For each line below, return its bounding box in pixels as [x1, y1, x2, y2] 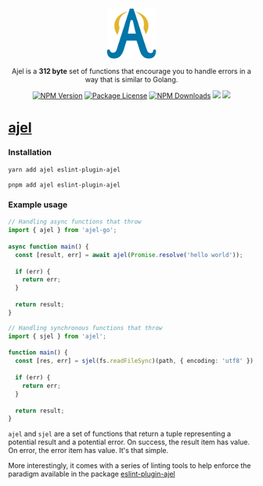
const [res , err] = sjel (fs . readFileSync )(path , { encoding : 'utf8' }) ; [15, 357, 258, 365]
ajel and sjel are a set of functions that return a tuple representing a [8, 429, 232, 439]
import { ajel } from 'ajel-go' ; [8, 227, 117, 234]
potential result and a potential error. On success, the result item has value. [8, 437, 250, 447]
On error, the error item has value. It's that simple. [8, 446, 169, 455]
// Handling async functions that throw [8, 218, 142, 226]
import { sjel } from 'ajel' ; [8, 332, 107, 340]
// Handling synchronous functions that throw [8, 324, 163, 332]
